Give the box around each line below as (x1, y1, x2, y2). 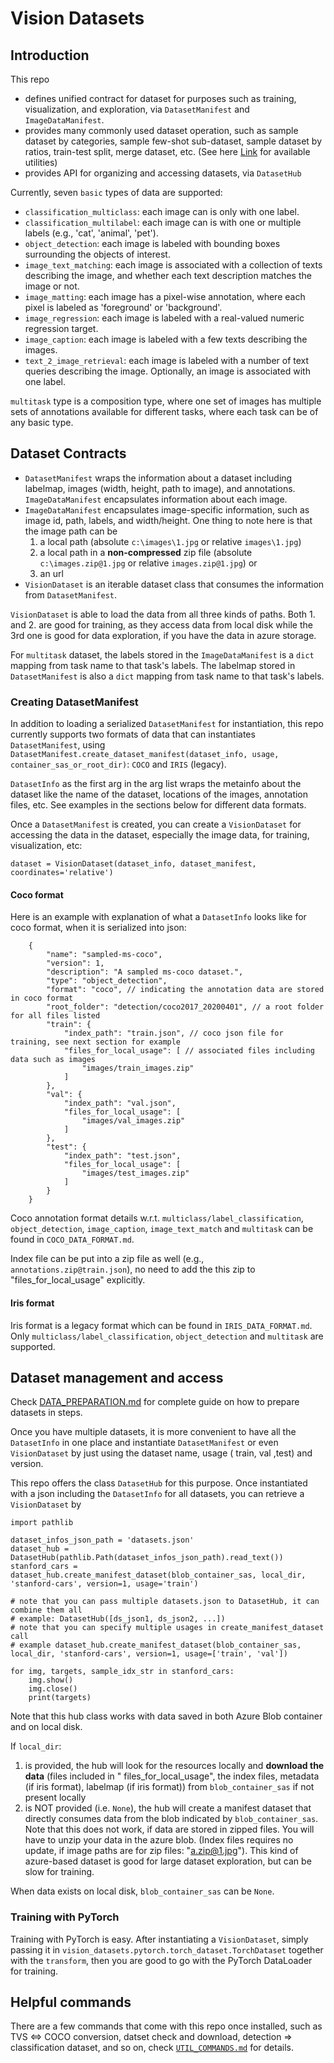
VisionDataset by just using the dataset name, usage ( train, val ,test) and (10, 1447, 313, 1459)
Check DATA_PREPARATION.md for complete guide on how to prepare (10, 1396, 300, 1408)
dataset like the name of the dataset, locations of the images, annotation (10, 788, 309, 801)
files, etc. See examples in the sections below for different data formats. (10, 799, 307, 811)
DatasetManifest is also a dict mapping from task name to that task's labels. (10, 670, 325, 682)
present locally (24, 1792, 87, 1804)
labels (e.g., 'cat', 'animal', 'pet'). (24, 227, 159, 239)
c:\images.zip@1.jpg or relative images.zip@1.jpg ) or (39, 557, 258, 569)
